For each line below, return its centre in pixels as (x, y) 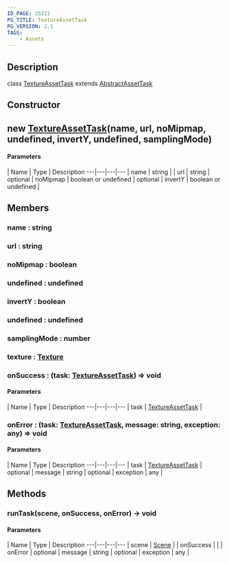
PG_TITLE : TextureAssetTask (47, 20)
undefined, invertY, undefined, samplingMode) (110, 139)
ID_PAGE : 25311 (29, 13)
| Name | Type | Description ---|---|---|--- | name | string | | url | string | (109, 172)
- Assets (32, 39)
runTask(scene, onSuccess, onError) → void (82, 514)
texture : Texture (35, 357)
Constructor (34, 105)
